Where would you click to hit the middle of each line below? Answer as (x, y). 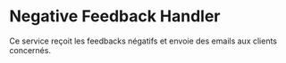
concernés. (30, 50)
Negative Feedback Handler (115, 16)
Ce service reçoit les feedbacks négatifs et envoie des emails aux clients (143, 41)
